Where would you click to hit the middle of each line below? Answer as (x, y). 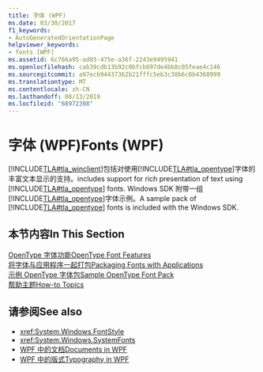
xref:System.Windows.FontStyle (72, 331)
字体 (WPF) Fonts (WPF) (86, 145)
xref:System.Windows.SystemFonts (77, 340)
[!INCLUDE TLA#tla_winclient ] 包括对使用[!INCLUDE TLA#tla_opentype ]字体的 (132, 169)
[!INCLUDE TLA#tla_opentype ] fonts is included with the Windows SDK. (124, 207)
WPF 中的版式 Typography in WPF (74, 359)
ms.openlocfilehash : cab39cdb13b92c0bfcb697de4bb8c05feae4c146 (115, 67)
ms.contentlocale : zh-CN (49, 89)
